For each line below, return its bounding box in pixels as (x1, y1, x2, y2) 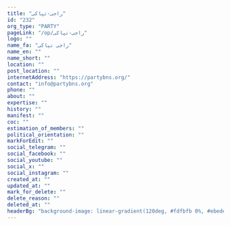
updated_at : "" (7, 182, 51, 189)
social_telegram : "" (7, 144, 67, 151)
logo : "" (7, 36, 32, 43)
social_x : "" (7, 163, 45, 170)
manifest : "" (7, 112, 45, 119)
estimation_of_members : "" (7, 125, 85, 132)
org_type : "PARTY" (7, 23, 60, 29)
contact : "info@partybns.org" (7, 80, 94, 87)
